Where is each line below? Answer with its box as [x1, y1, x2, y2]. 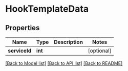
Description [53, 39, 83, 45]
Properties [5, 23, 40, 32]
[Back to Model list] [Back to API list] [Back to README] [5, 60, 123, 66]
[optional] [88, 47, 112, 54]
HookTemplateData [5, 3, 89, 15]
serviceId [8, 47, 32, 54]
